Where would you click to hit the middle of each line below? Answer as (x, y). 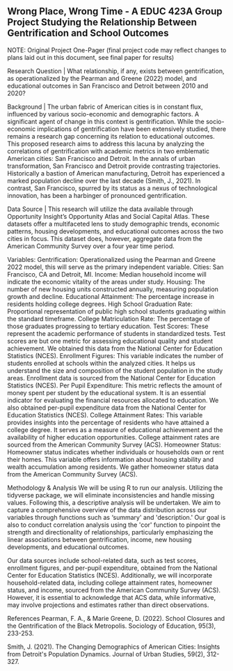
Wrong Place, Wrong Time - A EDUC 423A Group (115, 11)
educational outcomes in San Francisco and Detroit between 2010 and (108, 86)
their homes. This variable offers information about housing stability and (111, 459)
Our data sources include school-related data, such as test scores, (103, 560)
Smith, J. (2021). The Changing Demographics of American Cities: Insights (114, 647)
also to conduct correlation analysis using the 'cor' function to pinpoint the (114, 525)
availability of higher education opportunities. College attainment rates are (114, 437)
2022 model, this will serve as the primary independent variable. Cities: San (115, 267)
